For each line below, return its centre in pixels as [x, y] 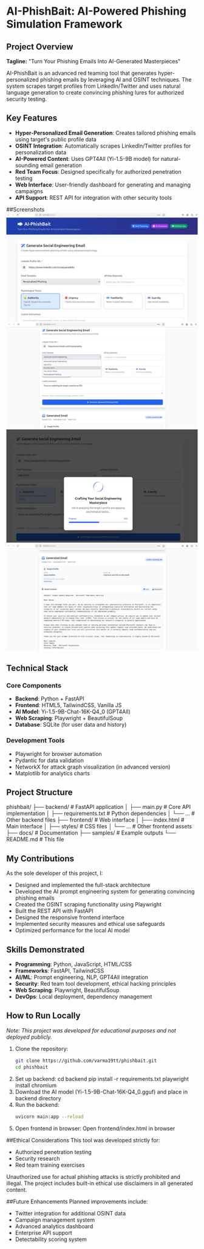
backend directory [38, 1098]
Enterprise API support [44, 1233]
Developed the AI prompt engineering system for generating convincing [105, 892]
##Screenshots [25, 209]
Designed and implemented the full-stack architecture [83, 885]
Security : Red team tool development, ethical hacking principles [95, 984]
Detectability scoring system [51, 1239]
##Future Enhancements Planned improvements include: [77, 1201]
